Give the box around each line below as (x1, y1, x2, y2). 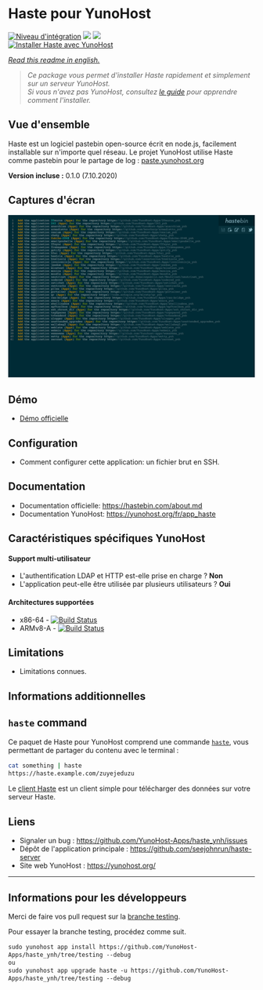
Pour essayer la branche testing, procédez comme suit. (8, 926, 186, 936)
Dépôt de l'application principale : (19, 844, 129, 854)
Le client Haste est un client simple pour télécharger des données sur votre (8, 784, 250, 793)
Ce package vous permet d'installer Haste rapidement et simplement (27, 70, 250, 79)
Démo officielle (19, 413, 69, 424)
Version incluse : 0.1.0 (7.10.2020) (8, 170, 117, 180)
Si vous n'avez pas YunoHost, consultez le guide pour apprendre (27, 87, 238, 96)
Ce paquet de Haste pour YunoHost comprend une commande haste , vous (8, 737, 249, 746)
